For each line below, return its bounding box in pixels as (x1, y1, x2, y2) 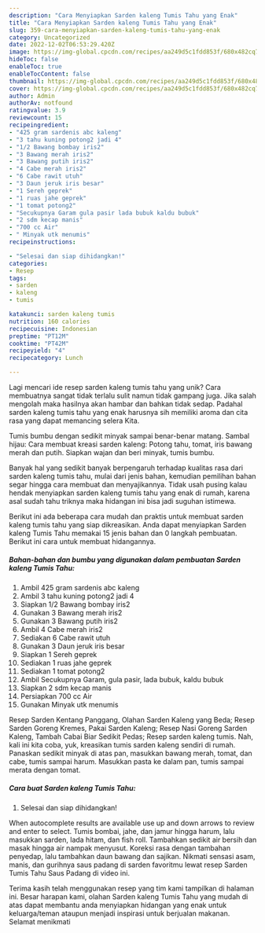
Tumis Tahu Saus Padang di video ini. (9, 868, 131, 877)
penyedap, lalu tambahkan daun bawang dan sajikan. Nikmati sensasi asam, (9, 851, 256, 861)
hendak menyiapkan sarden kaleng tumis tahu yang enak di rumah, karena (9, 488, 250, 498)
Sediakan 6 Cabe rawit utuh (20, 633, 111, 642)
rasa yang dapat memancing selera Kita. (9, 416, 140, 425)
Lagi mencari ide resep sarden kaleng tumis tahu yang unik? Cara (9, 383, 221, 391)
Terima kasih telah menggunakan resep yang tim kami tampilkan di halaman (9, 883, 255, 893)
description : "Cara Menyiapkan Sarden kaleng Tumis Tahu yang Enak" (9, 11, 238, 20)
